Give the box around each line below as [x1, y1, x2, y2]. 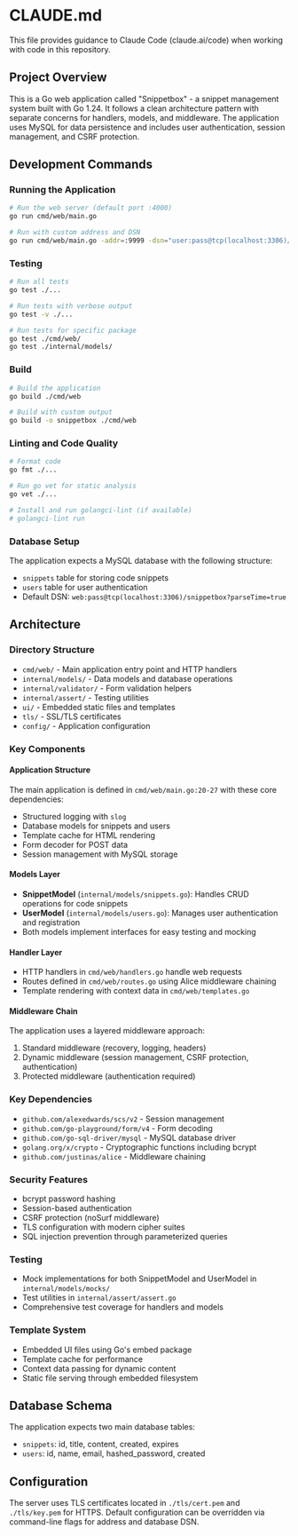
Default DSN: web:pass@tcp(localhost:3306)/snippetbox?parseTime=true [21, 591, 286, 602]
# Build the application [9, 384, 101, 392]
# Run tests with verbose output [9, 301, 133, 311]
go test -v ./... [9, 310, 74, 319]
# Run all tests [9, 277, 69, 287]
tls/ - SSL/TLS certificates [21, 711, 122, 722]
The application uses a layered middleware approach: [9, 1025, 206, 1036]
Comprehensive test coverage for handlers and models [21, 1302, 224, 1312]
